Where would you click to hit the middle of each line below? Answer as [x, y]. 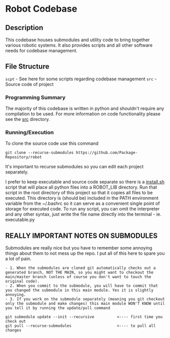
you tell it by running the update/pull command [58, 308]
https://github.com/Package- [107, 153]
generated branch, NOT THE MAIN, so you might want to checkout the [79, 272]
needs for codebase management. [41, 51]
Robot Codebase [41, 9]
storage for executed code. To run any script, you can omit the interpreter [82, 209]
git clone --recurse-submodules [39, 153]
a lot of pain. [18, 259]
